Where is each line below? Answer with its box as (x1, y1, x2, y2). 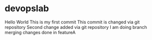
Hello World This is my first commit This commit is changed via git (4, 19, 140, 25)
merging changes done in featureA (4, 29, 76, 35)
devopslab (4, 3, 49, 14)
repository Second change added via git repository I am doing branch (4, 24, 147, 30)
